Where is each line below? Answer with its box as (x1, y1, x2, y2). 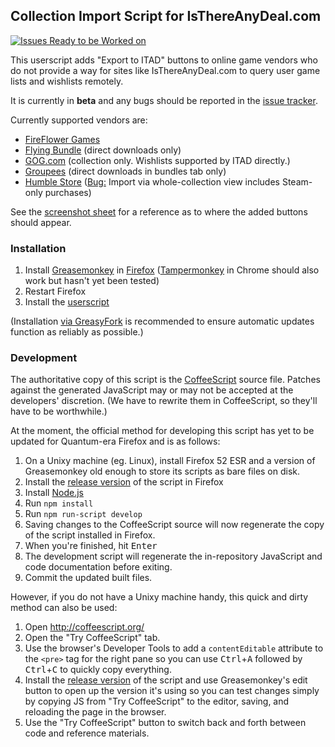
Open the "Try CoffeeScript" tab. (24, 632, 161, 644)
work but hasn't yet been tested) (24, 275, 160, 287)
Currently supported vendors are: (10, 114, 148, 126)
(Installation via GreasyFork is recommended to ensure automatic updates (10, 315, 315, 328)
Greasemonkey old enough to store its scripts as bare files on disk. (24, 465, 301, 478)
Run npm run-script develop (24, 508, 143, 520)
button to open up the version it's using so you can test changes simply (24, 685, 320, 697)
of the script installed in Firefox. (24, 529, 156, 541)
